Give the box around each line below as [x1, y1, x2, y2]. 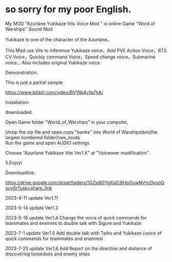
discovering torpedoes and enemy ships [5, 251, 91, 257]
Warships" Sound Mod [5, 26, 53, 32]
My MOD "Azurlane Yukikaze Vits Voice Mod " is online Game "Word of [5, 20, 155, 27]
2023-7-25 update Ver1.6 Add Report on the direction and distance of [5, 245, 152, 251]
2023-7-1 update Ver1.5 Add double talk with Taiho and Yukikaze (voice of [5, 230, 162, 236]
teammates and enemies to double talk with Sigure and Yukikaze [5, 220, 142, 226]
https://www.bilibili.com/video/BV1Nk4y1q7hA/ [5, 89, 104, 95]
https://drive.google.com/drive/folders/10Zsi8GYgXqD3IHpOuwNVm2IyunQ [5, 179, 165, 185]
